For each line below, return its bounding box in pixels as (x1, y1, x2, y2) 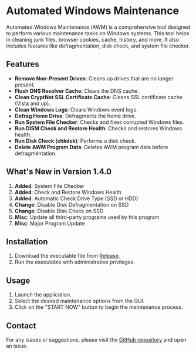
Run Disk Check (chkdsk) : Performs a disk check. (14, 137, 136, 144)
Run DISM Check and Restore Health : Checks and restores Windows (14, 124, 183, 132)
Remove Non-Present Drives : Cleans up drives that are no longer (14, 75, 174, 82)
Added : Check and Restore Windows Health (14, 188, 121, 195)
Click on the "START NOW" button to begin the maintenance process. (14, 304, 183, 311)
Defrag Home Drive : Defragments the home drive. (14, 112, 137, 119)
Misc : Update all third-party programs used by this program (14, 213, 160, 221)
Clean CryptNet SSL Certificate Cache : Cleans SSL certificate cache (14, 93, 183, 100)
